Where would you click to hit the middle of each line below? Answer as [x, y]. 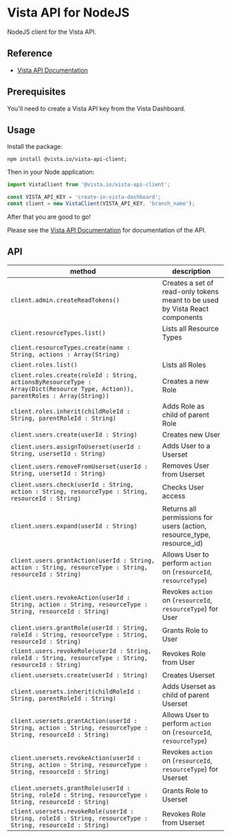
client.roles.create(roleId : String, [74, 375]
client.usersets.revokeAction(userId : [76, 758]
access [174, 496]
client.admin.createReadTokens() [65, 300]
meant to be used [190, 300]
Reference [30, 53]
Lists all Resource [190, 328]
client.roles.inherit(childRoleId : [70, 411]
